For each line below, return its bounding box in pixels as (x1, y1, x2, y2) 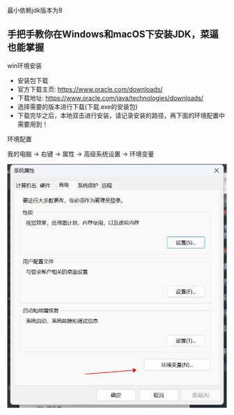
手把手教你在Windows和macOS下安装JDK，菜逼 (7, 29, 219, 41)
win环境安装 (7, 61, 42, 70)
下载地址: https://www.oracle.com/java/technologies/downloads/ (17, 94, 204, 102)
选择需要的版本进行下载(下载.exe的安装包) (17, 102, 138, 110)
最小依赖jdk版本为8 (7, 6, 63, 14)
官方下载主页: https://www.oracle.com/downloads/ (17, 85, 163, 93)
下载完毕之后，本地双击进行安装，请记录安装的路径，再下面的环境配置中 (17, 111, 225, 119)
